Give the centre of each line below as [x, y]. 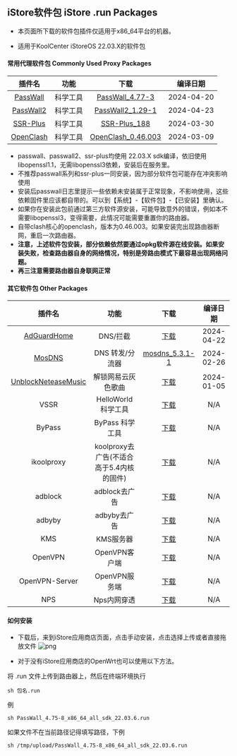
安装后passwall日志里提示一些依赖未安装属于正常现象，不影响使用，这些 [123, 191]
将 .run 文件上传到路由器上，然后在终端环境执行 [77, 676]
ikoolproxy [49, 462]
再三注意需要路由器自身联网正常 [64, 271]
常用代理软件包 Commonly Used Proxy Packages [79, 64]
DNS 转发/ [111, 353]
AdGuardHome [49, 336]
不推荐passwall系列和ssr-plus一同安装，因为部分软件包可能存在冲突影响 [122, 174]
